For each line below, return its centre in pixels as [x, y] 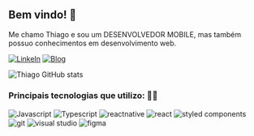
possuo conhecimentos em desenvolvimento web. [93, 43]
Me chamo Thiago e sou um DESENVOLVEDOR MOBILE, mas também [125, 34]
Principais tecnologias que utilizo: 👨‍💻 [83, 96]
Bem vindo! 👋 [43, 15]
